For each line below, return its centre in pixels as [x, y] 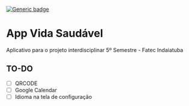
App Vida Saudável [55, 34]
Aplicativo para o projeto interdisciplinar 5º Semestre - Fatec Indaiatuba [95, 50]
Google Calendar [36, 90]
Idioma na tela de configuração [53, 96]
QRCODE [26, 83]
